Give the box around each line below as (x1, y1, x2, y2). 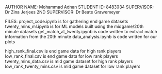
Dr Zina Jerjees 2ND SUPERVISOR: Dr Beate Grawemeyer (5, 9, 120, 15)
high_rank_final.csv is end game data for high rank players (5, 48, 122, 54)
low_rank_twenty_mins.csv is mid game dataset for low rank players (5, 63, 141, 69)
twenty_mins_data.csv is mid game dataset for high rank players (5, 59, 133, 64)
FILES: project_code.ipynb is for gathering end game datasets (5, 19, 129, 24)
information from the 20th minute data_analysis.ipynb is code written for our (5, 34, 157, 39)
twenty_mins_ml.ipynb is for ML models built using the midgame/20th (5, 24, 144, 29)
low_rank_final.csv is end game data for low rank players (5, 53, 118, 59)
